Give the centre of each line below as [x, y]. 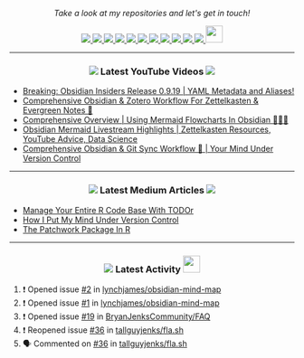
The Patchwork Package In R [76, 229]
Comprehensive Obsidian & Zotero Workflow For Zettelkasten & [141, 101]
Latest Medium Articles [152, 191]
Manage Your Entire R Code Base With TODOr [108, 210]
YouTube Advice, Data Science [80, 139]
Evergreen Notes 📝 [57, 110]
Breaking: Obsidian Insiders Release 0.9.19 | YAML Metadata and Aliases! [158, 91]
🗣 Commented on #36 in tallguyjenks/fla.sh [104, 344]
